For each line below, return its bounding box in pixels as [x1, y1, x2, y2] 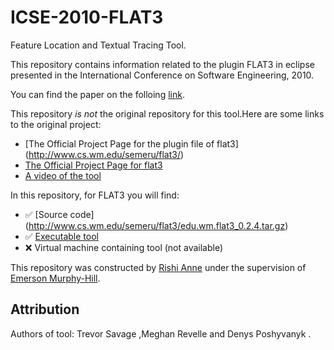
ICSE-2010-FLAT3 [10, 6, 164, 29]
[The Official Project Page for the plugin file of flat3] [24, 137, 239, 150]
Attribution [10, 301, 80, 318]
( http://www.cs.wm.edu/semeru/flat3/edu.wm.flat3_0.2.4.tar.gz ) [24, 219, 289, 231]
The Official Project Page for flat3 [24, 159, 163, 171]
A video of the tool [24, 169, 102, 181]
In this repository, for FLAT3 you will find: [10, 189, 180, 201]
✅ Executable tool [24, 230, 99, 242]
